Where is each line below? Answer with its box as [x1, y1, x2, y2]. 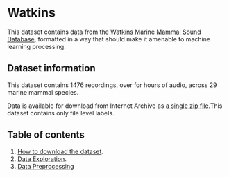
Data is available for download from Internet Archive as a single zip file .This [7, 102, 223, 110]
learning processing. [7, 42, 66, 50]
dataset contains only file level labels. [7, 109, 114, 117]
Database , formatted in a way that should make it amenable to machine [7, 35, 210, 43]
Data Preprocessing [17, 162, 74, 170]
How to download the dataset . [17, 147, 104, 156]
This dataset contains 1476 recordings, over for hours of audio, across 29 [7, 81, 217, 89]
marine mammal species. [7, 88, 79, 96]
